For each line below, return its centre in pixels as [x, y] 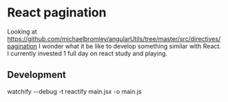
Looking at [22, 31]
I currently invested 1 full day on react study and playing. [87, 53]
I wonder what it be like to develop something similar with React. [130, 46]
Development [37, 75]
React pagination [57, 13]
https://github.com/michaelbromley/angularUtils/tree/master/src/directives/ [114, 38]
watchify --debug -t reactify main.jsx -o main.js [75, 91]
